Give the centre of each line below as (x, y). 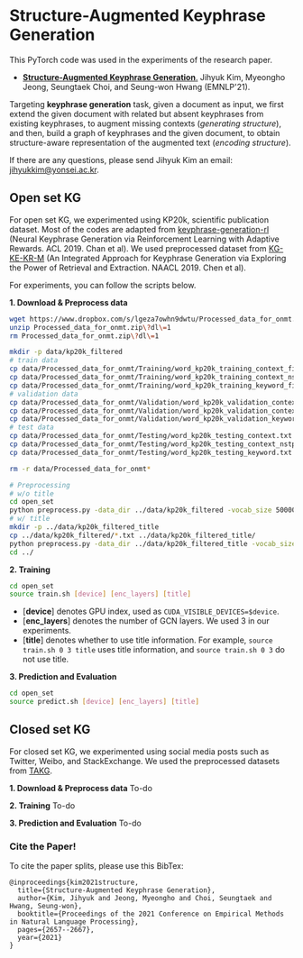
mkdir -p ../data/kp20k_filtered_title (84, 527)
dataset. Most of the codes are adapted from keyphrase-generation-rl (139, 229)
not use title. (46, 660)
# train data (34, 360)
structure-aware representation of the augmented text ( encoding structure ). (150, 142)
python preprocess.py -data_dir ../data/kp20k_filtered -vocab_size (141, 510)
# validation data (44, 394)
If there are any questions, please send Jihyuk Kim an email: (121, 160)
